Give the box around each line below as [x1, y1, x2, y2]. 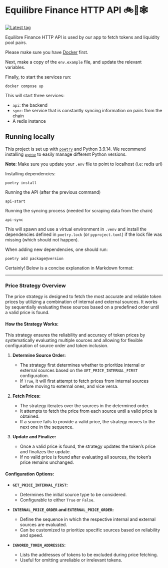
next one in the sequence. [19, 424, 74, 430]
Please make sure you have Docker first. [5, 49, 88, 55]
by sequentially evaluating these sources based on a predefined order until [5, 304, 159, 310]
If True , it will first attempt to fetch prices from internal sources [19, 378, 149, 384]
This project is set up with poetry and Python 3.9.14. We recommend [5, 146, 146, 152]
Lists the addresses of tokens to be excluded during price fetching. [19, 552, 158, 558]
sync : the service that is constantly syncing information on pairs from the [12, 107, 162, 113]
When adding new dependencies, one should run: [5, 246, 108, 252]
